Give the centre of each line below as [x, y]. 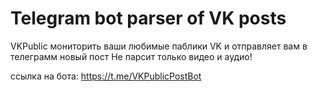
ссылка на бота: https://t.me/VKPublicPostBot [106, 76]
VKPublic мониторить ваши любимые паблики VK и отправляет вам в [159, 46]
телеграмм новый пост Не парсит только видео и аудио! [131, 56]
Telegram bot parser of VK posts [148, 18]
